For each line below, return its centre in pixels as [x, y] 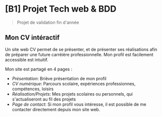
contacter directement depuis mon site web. [56, 109]
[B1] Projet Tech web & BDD [61, 9]
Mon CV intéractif [32, 38]
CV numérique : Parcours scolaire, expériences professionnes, [74, 84]
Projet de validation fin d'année [48, 22]
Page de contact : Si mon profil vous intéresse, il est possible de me [79, 104]
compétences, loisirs [33, 89]
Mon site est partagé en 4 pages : [39, 69]
